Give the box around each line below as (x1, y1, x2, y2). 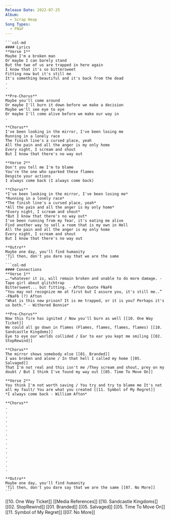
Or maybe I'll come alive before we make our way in (5, 111, 119, 117)
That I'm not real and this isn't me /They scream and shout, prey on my (5, 365, 165, 370)
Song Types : (5, 21, 30, 27)
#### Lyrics (5, 45, 30, 50)
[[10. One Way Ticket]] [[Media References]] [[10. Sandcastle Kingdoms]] (5, 499, 158, 505)
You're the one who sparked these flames (5, 169, 94, 174)
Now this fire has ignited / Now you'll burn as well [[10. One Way (5, 316, 153, 321)
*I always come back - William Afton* (5, 392, 87, 397)
